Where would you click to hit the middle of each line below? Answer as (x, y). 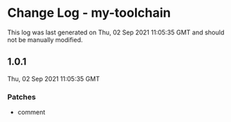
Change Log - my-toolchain (89, 13)
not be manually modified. (45, 39)
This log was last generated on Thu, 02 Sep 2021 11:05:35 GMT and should (116, 32)
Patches (22, 97)
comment (31, 112)
